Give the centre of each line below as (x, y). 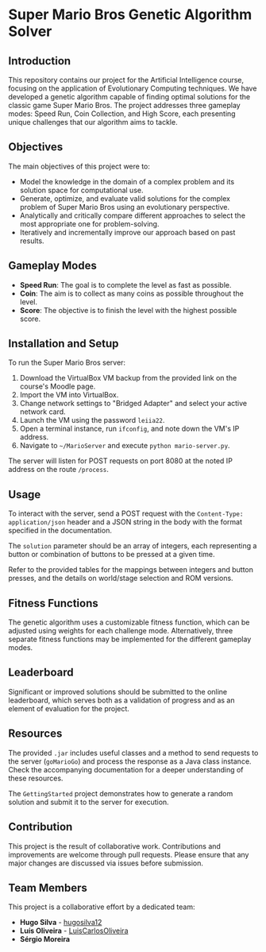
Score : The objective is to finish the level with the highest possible (128, 310)
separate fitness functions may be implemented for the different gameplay (130, 639)
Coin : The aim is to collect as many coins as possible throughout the (132, 293)
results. (32, 241)
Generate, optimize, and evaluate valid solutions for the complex (125, 198)
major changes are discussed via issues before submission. (106, 863)
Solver (30, 31)
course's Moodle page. (58, 386)
